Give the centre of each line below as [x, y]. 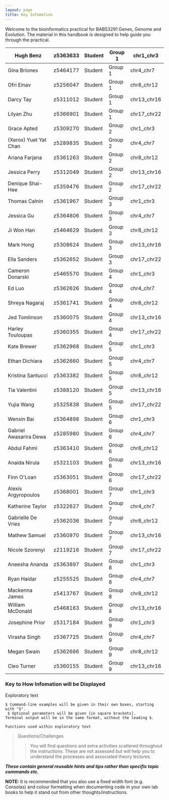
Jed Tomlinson [25, 317]
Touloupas [20, 335]
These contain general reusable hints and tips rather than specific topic [82, 766]
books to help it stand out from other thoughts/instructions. [67, 792]
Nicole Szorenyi [26, 550]
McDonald [20, 611]
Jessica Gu [21, 215]
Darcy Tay [20, 99]
